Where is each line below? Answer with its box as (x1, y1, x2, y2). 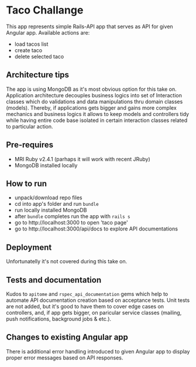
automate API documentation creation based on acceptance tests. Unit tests (6, 297, 190, 304)
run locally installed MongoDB (14, 206, 87, 214)
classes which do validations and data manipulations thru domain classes (6, 98, 183, 105)
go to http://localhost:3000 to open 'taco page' (14, 219, 129, 226)
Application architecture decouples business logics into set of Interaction (6, 91, 183, 98)
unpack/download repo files (14, 194, 82, 201)
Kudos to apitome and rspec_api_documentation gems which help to (6, 291, 169, 297)
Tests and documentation (6, 275, 102, 285)
